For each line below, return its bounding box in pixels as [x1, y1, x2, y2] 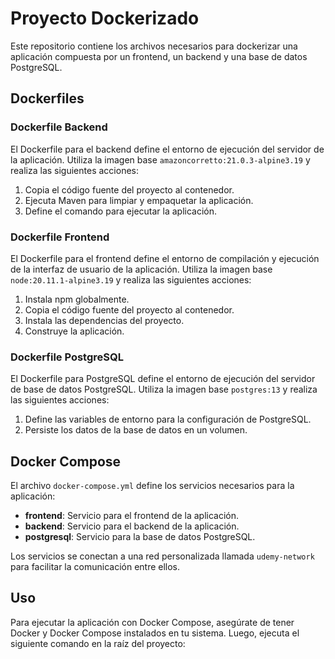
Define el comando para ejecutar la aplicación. [24, 205, 218, 217]
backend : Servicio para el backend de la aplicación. [24, 520, 240, 532]
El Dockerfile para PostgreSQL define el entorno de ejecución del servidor [10, 373, 316, 385]
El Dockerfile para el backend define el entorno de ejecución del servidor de [10, 143, 325, 155]
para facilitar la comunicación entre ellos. [10, 561, 181, 573]
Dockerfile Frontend [10, 230, 110, 244]
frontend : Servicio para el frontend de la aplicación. [24, 510, 240, 522]
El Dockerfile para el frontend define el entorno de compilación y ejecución [10, 252, 320, 264]
